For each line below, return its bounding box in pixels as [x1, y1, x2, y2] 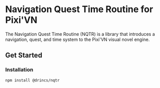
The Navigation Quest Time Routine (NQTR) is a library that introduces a [5, 31, 155, 37]
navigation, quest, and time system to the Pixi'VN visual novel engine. [5, 36, 150, 42]
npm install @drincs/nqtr [5, 77, 60, 83]
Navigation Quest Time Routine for [5, 4, 153, 15]
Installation [5, 66, 34, 73]
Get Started [5, 51, 42, 60]
